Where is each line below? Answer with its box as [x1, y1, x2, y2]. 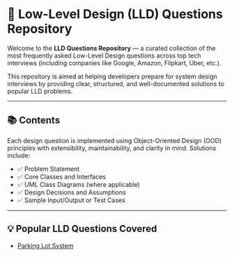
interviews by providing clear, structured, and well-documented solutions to [7, 79, 225, 88]
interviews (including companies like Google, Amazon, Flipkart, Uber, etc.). [7, 58, 221, 67]
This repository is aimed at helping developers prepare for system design [7, 72, 218, 81]
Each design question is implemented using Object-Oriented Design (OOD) [7, 136, 222, 144]
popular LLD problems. [7, 87, 73, 95]
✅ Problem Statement [17, 165, 80, 173]
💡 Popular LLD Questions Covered [7, 223, 157, 235]
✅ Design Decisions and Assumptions [17, 188, 127, 197]
